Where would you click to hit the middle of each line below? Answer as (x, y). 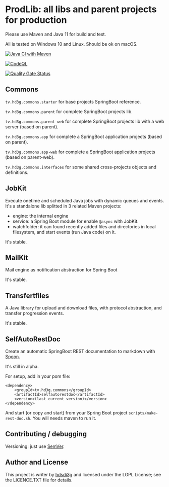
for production (36, 20)
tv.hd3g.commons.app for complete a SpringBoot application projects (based (84, 136)
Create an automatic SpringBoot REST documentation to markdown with (80, 351)
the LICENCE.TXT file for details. (39, 480)
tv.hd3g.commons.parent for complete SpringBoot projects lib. (69, 111)
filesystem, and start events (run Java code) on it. (64, 232)
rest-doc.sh (18, 419)
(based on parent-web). (30, 157)
